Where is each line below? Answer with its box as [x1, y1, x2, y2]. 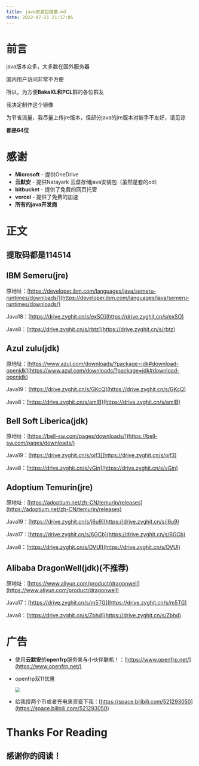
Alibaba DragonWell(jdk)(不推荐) [6, 563, 129, 573]
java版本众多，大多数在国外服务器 [6, 63, 90, 70]
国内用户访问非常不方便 [6, 76, 64, 83]
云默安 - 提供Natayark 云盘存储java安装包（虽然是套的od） [14, 178, 160, 186]
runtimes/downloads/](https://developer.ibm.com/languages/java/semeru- [6, 294, 189, 301]
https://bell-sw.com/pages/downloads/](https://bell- [29, 432, 158, 440]
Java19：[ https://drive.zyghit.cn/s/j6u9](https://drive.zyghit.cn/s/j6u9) [6, 518, 179, 525]
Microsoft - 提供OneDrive [14, 171, 79, 178]
